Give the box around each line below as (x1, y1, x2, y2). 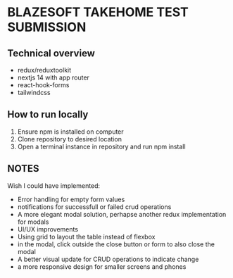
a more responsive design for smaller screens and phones (17, 262, 187, 271)
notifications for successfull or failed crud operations (17, 202, 172, 211)
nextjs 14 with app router (17, 73, 90, 82)
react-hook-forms (17, 81, 70, 89)
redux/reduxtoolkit (17, 66, 72, 74)
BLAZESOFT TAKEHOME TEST (7, 4, 189, 20)
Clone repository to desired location (17, 134, 122, 143)
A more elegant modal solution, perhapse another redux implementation (17, 210, 227, 218)
